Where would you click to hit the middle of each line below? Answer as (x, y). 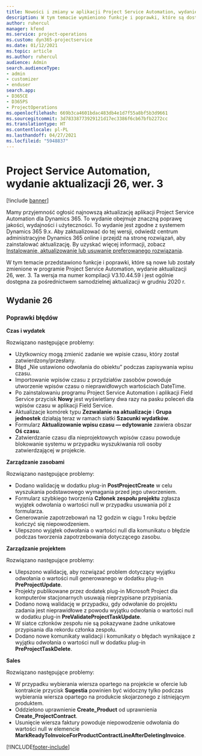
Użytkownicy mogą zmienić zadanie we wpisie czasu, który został (97, 354)
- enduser (19, 85)
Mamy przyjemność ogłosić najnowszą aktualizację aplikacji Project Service (100, 212)
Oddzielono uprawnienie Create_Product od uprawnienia (86, 710)
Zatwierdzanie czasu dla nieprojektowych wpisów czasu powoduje (97, 438)
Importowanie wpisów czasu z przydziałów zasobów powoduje (93, 380)
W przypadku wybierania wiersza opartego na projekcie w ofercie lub (101, 684)
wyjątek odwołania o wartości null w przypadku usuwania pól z (93, 505)
